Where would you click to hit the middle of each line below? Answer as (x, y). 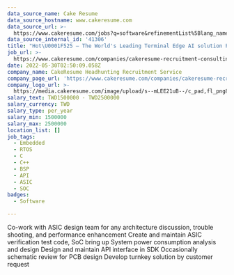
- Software (29, 202)
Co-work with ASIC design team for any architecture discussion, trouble (110, 227)
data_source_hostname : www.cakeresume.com (70, 20)
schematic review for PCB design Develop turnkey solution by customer (110, 257)
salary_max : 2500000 (37, 124)
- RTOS (23, 150)
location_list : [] (34, 130)
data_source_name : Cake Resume (53, 14)
